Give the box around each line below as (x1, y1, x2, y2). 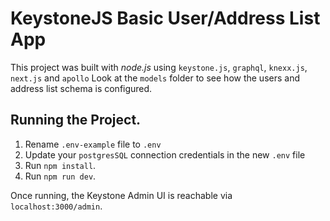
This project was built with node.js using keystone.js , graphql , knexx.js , (10, 61, 308, 73)
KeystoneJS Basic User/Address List (10, 7, 321, 30)
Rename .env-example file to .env (24, 138, 162, 150)
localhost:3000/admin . (10, 200, 103, 212)
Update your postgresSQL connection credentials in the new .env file (24, 148, 306, 161)
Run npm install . (24, 159, 97, 171)
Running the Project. (10, 112, 142, 129)
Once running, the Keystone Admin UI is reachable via (10, 189, 233, 201)
